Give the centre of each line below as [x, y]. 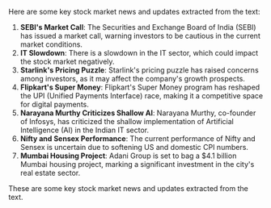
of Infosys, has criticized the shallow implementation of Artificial [127, 121]
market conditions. [51, 44]
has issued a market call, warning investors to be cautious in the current [140, 36]
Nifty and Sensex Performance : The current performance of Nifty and [138, 139]
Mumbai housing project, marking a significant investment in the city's [137, 164]
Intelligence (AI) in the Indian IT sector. [85, 130]
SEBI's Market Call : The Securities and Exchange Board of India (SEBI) [138, 27]
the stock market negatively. [67, 61]
